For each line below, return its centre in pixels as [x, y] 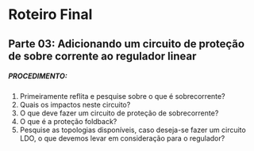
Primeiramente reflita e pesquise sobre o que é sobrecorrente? [122, 96]
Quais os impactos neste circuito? [75, 104]
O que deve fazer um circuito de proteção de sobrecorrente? [119, 113]
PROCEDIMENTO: [38, 76]
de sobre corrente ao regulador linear [102, 56]
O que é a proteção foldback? [68, 121]
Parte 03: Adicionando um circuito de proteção [126, 44]
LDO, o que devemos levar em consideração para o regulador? [122, 138]
